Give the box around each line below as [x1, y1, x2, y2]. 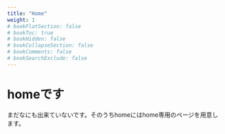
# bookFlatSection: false [7, 23, 81, 30]
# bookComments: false [7, 49, 72, 56]
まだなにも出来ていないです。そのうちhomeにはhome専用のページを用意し [7, 111, 219, 119]
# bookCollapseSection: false [7, 42, 94, 49]
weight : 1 [7, 16, 36, 23]
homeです [7, 87, 64, 102]
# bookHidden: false [7, 36, 67, 43]
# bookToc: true [7, 29, 54, 36]
